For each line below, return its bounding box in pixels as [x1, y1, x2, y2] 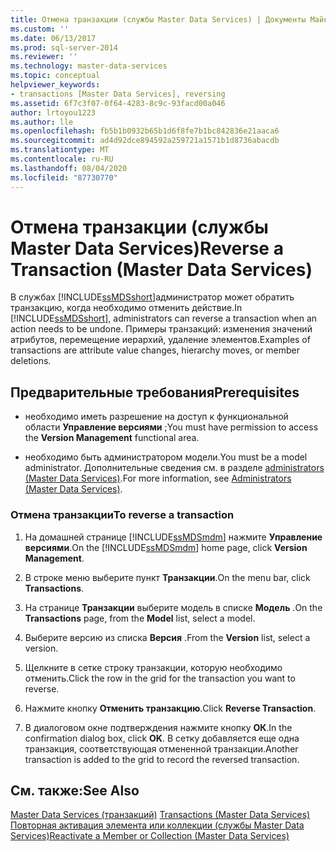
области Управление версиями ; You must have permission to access [24, 421, 319, 433]
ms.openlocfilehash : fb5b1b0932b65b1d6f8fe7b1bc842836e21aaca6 [10, 126, 280, 136]
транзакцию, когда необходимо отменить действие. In [10, 302, 243, 314]
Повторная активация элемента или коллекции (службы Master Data [10, 819, 305, 831]
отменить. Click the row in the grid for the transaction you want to [24, 672, 296, 684]
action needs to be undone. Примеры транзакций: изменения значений [10, 323, 313, 335]
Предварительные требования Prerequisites [10, 384, 300, 401]
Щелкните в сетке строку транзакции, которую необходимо [24, 661, 283, 673]
